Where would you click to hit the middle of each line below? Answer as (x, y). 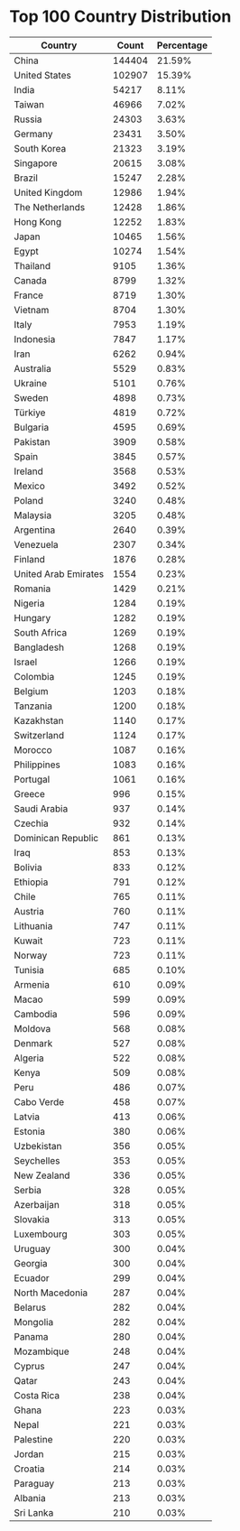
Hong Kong (38, 221)
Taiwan (29, 104)
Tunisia (29, 970)
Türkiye (30, 413)
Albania (30, 1498)
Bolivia (28, 867)
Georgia (31, 1263)
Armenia (32, 984)
